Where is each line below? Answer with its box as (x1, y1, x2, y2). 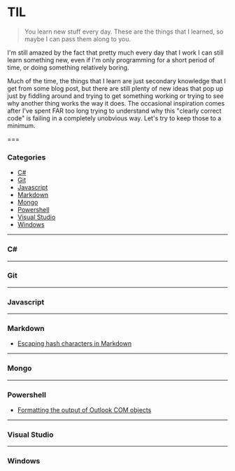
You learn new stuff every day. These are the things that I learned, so (24, 27, 224, 36)
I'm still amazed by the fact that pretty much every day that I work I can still (7, 48, 224, 57)
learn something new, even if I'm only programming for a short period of (7, 55, 215, 64)
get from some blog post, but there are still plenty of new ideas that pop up (7, 84, 224, 92)
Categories (7, 152, 46, 162)
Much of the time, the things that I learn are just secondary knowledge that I (7, 76, 226, 85)
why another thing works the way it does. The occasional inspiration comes (7, 99, 225, 107)
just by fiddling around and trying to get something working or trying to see (7, 92, 224, 100)
